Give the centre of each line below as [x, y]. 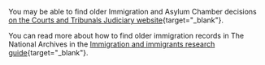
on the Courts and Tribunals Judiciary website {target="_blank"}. [116, 20]
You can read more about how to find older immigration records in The [126, 36]
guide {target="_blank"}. [48, 53]
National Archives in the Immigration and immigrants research [112, 44]
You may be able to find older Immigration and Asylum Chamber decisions [133, 12]
